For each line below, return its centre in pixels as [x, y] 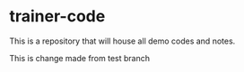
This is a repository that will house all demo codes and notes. [122, 41]
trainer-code [57, 16]
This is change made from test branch [80, 58]
